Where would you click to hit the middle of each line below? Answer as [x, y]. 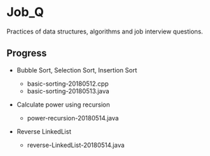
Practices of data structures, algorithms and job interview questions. [105, 31]
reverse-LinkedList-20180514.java [76, 145]
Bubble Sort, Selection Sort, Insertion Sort [77, 70]
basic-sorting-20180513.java [68, 91]
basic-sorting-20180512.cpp [68, 84]
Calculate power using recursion [63, 104]
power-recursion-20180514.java [73, 118]
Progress [27, 53]
